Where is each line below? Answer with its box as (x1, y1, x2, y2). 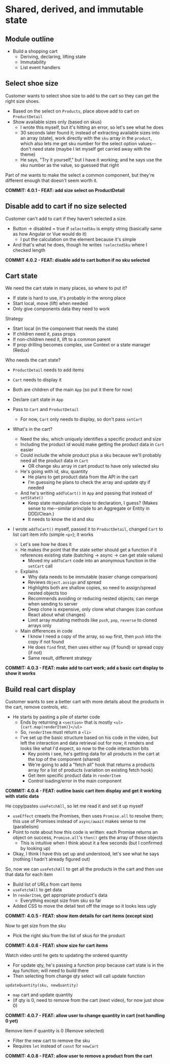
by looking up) (20, 845, 51, 852)
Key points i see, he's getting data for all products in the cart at (27, 751, 160, 757)
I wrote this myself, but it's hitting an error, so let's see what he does (20, 124, 164, 130)
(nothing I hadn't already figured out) (12, 856, 91, 862)
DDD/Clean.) (27, 511, 54, 517)
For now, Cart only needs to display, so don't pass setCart (20, 416, 143, 422)
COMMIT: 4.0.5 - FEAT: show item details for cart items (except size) (5, 913, 154, 919)
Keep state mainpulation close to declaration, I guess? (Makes (27, 500, 158, 506)
